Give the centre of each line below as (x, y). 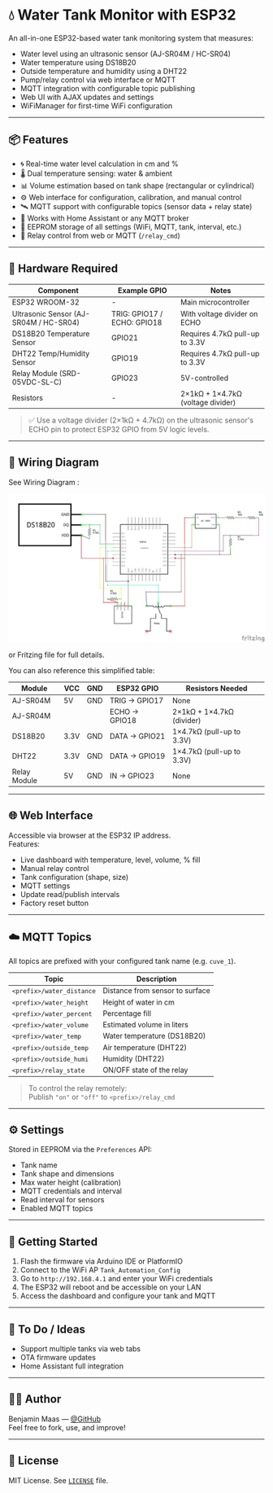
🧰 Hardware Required (63, 269)
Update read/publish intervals (70, 894)
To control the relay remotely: (78, 1088)
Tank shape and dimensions (67, 1174)
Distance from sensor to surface (157, 991)
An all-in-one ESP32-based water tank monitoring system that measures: (131, 37)
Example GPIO (143, 291)
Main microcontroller (215, 302)
